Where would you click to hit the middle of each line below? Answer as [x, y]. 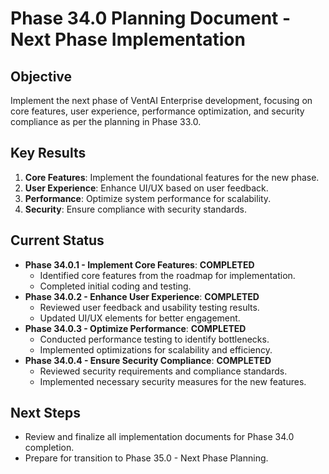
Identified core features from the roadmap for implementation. [167, 275]
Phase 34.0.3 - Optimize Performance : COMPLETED [135, 328]
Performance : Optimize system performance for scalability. [148, 198]
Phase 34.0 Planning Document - [151, 18]
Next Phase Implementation [128, 39]
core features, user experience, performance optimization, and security [157, 111]
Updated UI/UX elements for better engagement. [140, 318]
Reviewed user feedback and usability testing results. [149, 307]
